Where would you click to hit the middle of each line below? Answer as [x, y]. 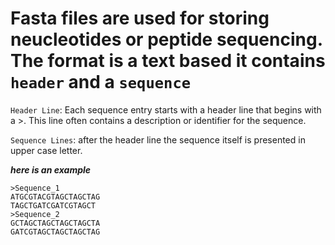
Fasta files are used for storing [140, 18]
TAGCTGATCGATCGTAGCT [53, 205]
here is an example [51, 169]
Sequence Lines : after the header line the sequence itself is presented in [158, 139]
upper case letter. [46, 150]
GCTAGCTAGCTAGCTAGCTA [55, 223]
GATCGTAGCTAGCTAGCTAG [55, 232]
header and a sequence [101, 82]
